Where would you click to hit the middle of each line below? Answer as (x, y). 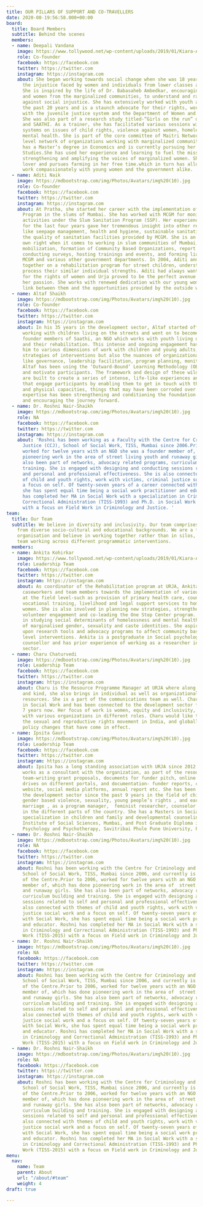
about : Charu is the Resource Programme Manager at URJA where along (107, 688)
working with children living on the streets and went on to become (110, 333)
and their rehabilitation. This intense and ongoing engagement (105, 344)
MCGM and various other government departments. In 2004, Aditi (105, 260)
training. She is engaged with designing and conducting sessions (108, 468)
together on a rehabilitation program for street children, (99, 265)
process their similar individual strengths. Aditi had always (104, 271)
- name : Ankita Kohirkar (43, 553)
